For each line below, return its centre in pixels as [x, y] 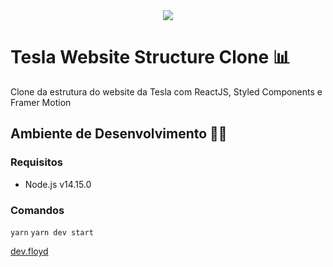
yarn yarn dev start [52, 232]
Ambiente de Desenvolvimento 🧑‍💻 [119, 134]
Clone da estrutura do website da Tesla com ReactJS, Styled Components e [166, 91]
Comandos [37, 210]
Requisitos [36, 162]
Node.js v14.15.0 [58, 184]
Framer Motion [41, 102]
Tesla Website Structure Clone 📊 [150, 57]
